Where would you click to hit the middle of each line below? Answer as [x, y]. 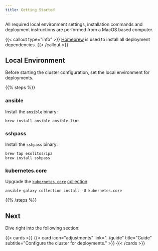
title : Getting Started [30, 10]
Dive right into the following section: [42, 228]
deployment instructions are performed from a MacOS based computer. [79, 29]
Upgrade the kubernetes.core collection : [47, 182]
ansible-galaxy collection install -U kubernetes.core [64, 191]
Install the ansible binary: [32, 112]
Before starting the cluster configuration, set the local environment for [77, 72]
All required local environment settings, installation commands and [74, 24]
